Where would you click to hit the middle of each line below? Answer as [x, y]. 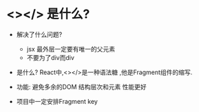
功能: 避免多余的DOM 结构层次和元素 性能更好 [82, 87]
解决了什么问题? [39, 34]
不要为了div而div [51, 57]
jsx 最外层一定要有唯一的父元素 [71, 49]
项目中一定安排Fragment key [57, 101]
